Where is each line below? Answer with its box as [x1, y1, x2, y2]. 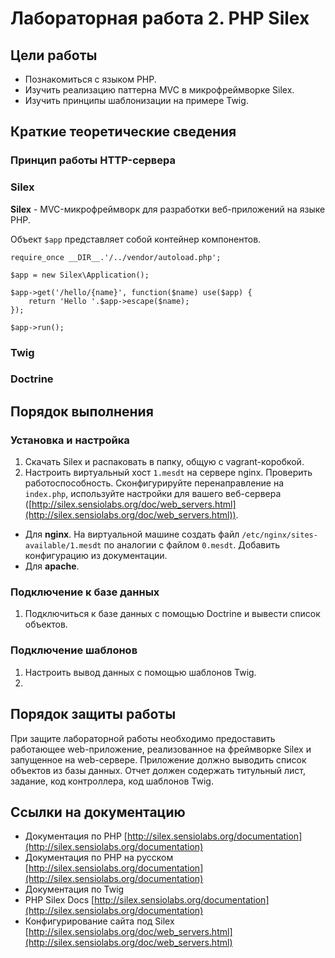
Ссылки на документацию [10, 803, 186, 821]
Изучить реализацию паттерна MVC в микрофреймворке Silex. [24, 84, 295, 96]
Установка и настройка [10, 433, 130, 447]
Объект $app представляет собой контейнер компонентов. [10, 233, 262, 245]
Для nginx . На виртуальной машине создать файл [24, 528, 240, 541]
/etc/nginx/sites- [241, 530, 318, 541]
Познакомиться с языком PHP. [24, 73, 157, 85]
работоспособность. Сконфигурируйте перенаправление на [24, 477, 285, 489]
